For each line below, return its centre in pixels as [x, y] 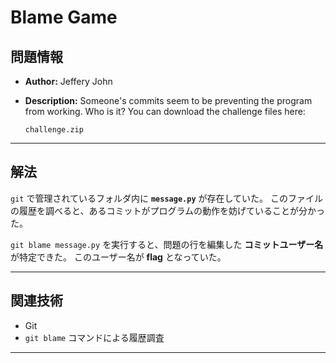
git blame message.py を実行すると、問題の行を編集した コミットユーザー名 [167, 244]
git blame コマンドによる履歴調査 [94, 337]
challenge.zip [54, 130]
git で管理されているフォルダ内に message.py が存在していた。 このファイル [167, 198]
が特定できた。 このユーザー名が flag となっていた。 [118, 257]
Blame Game [64, 17]
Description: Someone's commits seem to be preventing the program [168, 100]
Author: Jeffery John [68, 81]
